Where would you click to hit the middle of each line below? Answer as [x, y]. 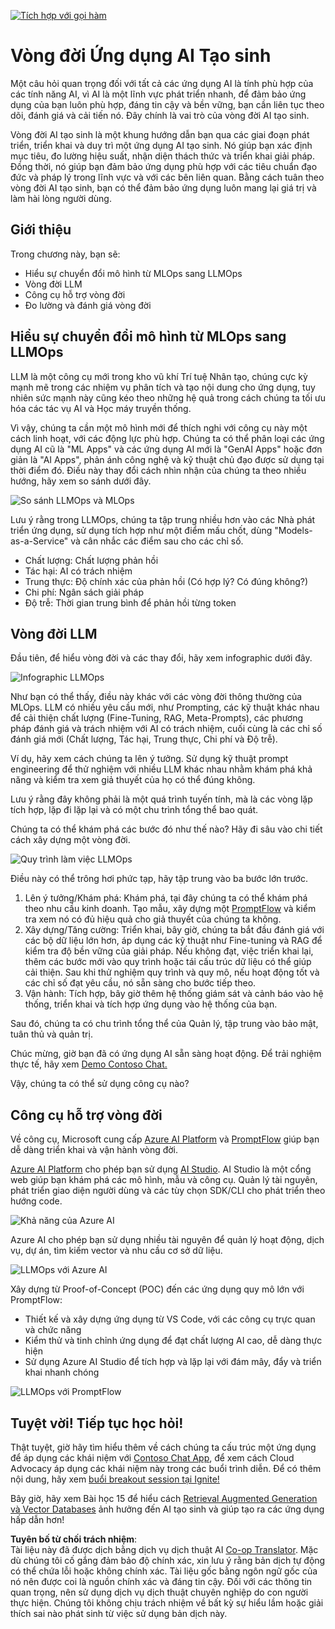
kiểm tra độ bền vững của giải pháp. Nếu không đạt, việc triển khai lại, [169, 951]
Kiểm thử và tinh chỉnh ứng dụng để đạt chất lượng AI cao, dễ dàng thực [173, 1341]
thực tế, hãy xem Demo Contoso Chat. [89, 1064]
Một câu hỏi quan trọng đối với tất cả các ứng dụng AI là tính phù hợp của [162, 83]
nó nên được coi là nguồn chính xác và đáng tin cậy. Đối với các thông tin [161, 1581]
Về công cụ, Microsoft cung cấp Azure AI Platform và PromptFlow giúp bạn [165, 1139]
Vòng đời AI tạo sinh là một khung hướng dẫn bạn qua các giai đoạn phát [160, 134]
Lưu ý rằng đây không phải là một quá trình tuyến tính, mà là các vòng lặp [161, 799]
